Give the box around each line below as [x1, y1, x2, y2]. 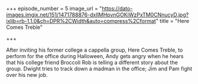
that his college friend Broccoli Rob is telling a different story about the [6, 59, 178, 66]
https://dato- [101, 5, 133, 12]
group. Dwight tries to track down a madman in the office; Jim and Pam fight [6, 65, 193, 72]
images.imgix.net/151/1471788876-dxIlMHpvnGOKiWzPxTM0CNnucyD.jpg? [6, 11, 189, 18]
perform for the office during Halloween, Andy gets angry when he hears [6, 53, 184, 59]
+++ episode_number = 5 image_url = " [6, 5, 102, 12]
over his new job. [6, 72, 48, 78]
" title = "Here [155, 18, 190, 24]
